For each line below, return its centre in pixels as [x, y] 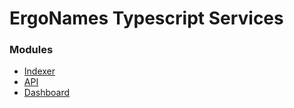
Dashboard [47, 93]
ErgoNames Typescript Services [146, 18]
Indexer [39, 71]
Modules [31, 50]
